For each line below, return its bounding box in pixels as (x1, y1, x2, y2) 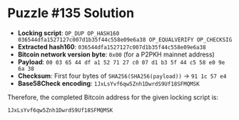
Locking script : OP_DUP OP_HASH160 (17, 29, 120, 37)
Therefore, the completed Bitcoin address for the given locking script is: (7, 93, 219, 101)
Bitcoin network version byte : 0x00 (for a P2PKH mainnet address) (17, 50, 215, 59)
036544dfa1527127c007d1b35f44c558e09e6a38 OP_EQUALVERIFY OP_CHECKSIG (17, 36, 233, 44)
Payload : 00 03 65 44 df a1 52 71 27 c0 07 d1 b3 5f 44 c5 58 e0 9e (17, 57, 225, 66)
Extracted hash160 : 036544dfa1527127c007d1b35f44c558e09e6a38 (17, 42, 206, 51)
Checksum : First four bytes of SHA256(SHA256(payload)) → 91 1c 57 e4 (17, 71, 227, 80)
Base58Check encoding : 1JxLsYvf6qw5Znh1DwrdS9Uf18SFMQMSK (17, 79, 200, 87)
